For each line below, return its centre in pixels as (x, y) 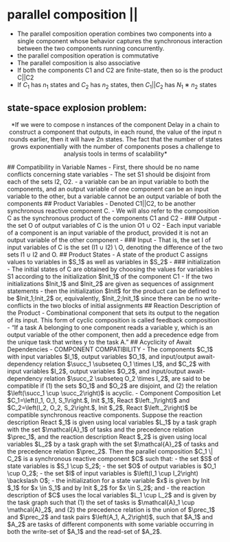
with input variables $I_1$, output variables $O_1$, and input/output (102, 356)
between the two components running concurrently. (91, 48)
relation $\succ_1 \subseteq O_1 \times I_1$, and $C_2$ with (127, 364)
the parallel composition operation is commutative (88, 56)
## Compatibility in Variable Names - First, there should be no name (103, 167)
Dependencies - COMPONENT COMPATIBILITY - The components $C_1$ (110, 349)
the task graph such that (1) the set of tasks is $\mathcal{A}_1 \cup (101, 502)
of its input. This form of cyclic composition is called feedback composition (113, 320)
